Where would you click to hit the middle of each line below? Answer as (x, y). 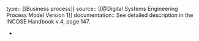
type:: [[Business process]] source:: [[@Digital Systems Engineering (92, 9)
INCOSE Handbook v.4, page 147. (48, 21)
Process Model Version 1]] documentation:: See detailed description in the (100, 15)
